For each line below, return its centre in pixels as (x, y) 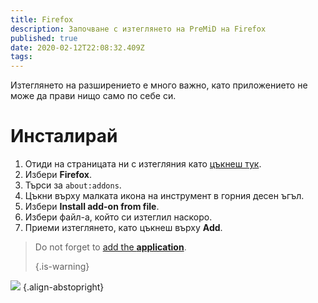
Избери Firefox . (58, 175)
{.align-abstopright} (63, 287)
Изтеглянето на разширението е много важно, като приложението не (159, 85)
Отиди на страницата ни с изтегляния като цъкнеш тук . (143, 164)
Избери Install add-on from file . (92, 207)
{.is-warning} (62, 267)
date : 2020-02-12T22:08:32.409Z (77, 47)
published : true (44, 38)
